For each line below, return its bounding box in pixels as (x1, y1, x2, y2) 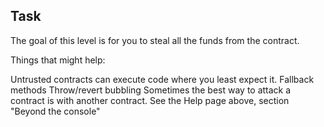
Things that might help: (10, 54, 106, 66)
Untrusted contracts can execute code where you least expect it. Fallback (10, 73, 315, 85)
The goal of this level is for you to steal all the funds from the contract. (10, 34, 300, 46)
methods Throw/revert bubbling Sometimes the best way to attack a (10, 84, 292, 96)
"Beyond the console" (10, 105, 101, 117)
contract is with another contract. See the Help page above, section (10, 94, 290, 106)
